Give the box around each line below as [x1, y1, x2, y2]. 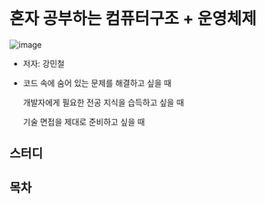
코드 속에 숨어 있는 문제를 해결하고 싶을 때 [22, 77, 172, 88]
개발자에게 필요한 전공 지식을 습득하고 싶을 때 [22, 97, 185, 108]
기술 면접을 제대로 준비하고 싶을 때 [22, 116, 145, 127]
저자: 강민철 [22, 58, 66, 69]
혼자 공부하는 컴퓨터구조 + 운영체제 [9, 8, 257, 29]
